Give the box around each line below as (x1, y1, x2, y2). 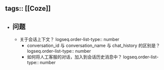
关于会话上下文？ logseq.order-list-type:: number (19, 36, 120, 42)
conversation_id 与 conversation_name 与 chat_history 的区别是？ (27, 42, 160, 49)
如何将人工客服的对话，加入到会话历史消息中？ (27, 54, 122, 60)
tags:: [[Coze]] (5, 4, 51, 13)
